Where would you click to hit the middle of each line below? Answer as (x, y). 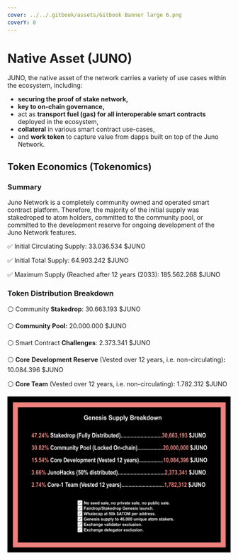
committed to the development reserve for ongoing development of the (111, 225)
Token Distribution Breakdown (61, 293)
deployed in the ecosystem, (58, 122)
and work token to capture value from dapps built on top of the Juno (118, 137)
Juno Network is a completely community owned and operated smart (108, 203)
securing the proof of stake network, (73, 99)
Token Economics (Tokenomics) (80, 167)
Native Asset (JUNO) (70, 58)
